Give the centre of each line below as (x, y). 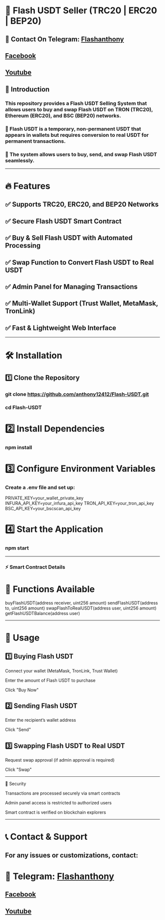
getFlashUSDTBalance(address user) (42, 613)
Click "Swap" (18, 769)
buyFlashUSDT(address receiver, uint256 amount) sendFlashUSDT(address (82, 603)
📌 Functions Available (50, 589)
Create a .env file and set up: (40, 487)
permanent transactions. (35, 141)
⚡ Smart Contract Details (35, 567)
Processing (23, 246)
